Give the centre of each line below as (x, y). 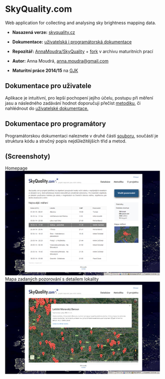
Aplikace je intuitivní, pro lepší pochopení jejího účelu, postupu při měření (79, 98)
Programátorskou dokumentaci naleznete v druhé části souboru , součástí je (82, 136)
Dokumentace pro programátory (56, 124)
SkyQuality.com (39, 9)
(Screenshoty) (28, 156)
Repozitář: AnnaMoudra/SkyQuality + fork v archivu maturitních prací (82, 51)
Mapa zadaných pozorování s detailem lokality (52, 279)
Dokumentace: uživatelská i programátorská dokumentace (72, 42)
